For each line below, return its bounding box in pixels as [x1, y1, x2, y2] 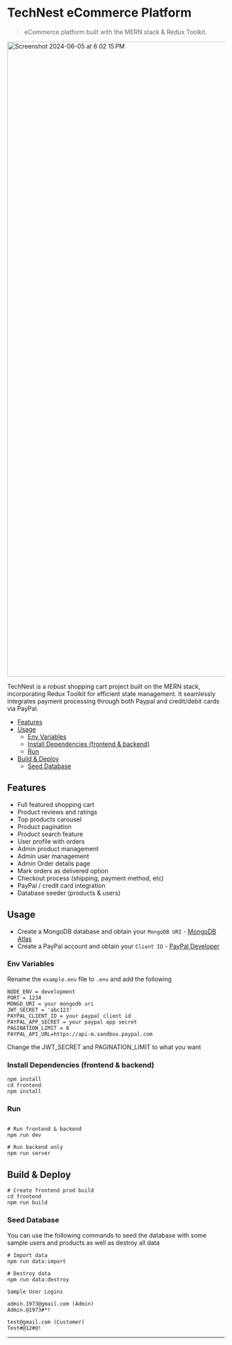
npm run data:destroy [7, 1276, 70, 1283]
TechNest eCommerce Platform [7, 5, 192, 21]
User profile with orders [17, 837, 85, 846]
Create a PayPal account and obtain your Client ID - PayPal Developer [17, 942, 220, 950]
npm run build [7, 1200, 48, 1206]
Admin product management [17, 844, 99, 853]
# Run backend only [7, 1144, 64, 1151]
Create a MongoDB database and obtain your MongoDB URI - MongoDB [17, 927, 216, 936]
